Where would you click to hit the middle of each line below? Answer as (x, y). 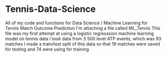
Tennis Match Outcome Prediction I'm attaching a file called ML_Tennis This (83, 28)
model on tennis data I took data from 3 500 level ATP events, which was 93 (83, 39)
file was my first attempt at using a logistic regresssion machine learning (80, 33)
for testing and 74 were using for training (47, 49)
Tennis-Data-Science (51, 9)
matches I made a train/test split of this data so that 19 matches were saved (83, 44)
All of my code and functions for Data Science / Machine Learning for (77, 23)
